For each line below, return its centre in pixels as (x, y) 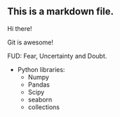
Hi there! (20, 28)
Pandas (39, 85)
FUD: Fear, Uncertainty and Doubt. (57, 56)
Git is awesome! (31, 42)
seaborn (40, 99)
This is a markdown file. (61, 12)
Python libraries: (41, 69)
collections (44, 107)
